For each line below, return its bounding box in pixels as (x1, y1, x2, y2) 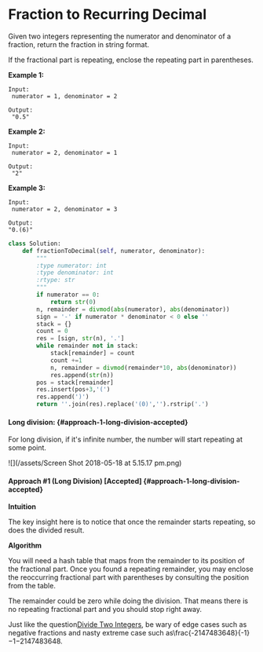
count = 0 (36, 328, 68, 335)
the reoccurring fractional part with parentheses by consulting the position (8, 573, 250, 582)
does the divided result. (8, 526, 85, 535)
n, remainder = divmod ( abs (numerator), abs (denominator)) (36, 305, 230, 313)
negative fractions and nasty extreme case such (8, 628, 164, 638)
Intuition (8, 502, 37, 511)
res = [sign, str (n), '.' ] (36, 335, 125, 342)
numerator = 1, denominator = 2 (11, 92, 118, 100)
